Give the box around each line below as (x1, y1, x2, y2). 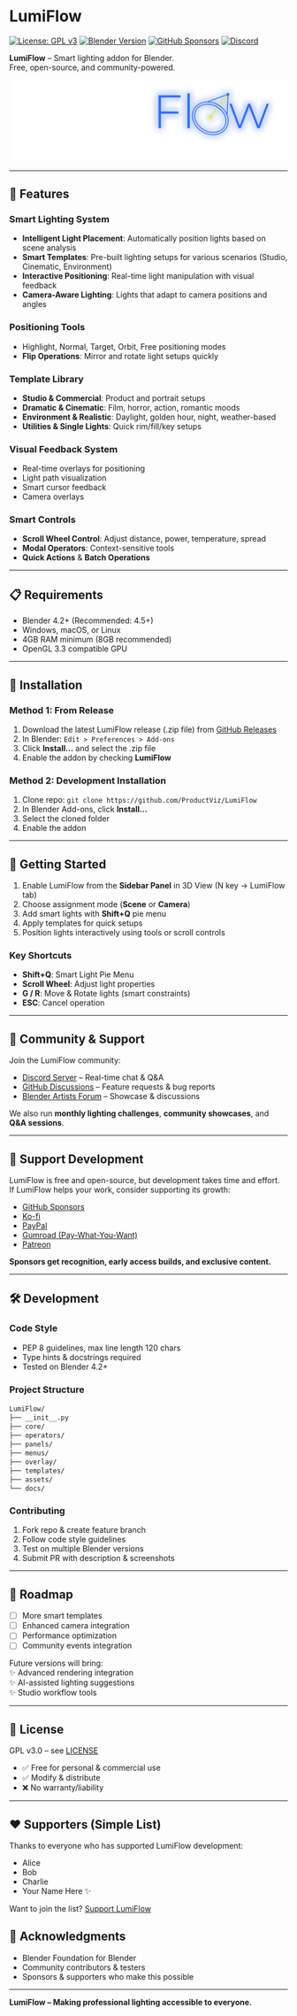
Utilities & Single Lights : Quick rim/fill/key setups (21, 420, 202, 431)
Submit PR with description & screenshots (21, 1553, 175, 1564)
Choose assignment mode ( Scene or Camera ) (21, 899, 191, 910)
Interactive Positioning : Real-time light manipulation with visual (21, 271, 255, 281)
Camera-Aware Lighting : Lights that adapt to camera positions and (21, 289, 268, 300)
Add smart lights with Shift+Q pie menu (21, 909, 167, 920)
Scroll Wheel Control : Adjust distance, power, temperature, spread (21, 534, 267, 544)
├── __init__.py (9, 1413, 69, 1422)
